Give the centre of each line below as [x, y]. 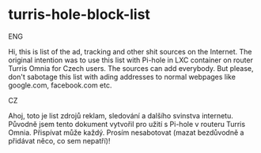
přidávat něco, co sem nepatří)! [59, 140]
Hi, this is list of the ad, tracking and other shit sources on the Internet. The [130, 51]
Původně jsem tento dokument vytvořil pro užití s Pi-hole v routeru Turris [127, 124]
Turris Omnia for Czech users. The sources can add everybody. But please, [131, 68]
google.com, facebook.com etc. [60, 85]
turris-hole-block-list [79, 15]
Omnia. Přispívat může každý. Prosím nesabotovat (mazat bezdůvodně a [126, 132]
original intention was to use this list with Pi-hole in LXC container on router [130, 60]
